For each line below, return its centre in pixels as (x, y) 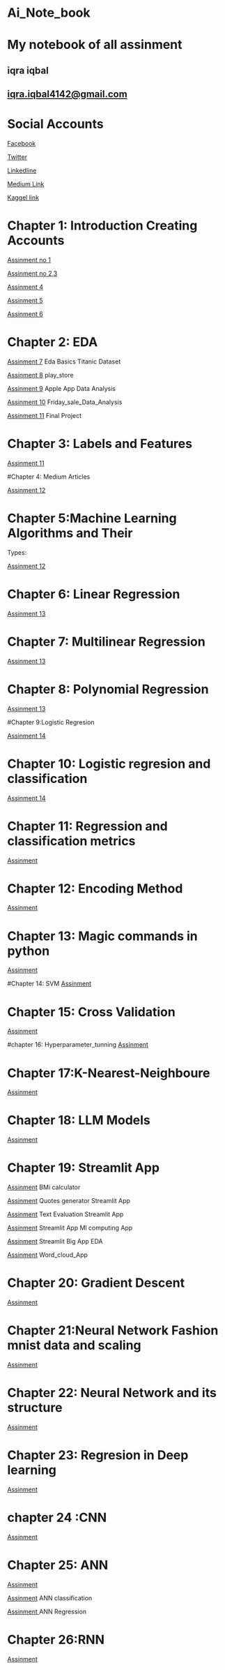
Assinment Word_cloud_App (48, 1255)
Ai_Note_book (49, 13)
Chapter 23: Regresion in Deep (98, 1455)
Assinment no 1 (29, 260)
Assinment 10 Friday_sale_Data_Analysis (65, 402)
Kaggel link (23, 197)
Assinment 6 (25, 314)
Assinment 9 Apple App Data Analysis (62, 388)
